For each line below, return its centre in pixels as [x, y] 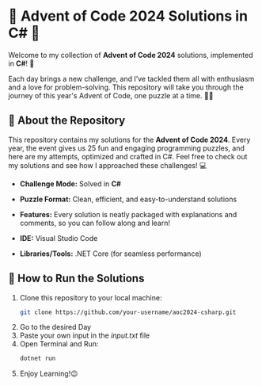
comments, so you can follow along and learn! [95, 223]
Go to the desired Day [55, 327]
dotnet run [38, 359]
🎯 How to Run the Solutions [76, 279]
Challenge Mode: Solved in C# [70, 183]
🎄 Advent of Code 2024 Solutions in [128, 16]
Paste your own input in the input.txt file [85, 335]
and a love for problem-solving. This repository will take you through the [126, 87]
